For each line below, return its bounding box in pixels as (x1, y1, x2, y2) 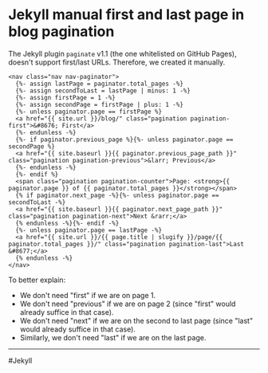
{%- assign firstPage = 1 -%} (15, 93, 116, 101)
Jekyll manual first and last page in (8, 6, 245, 24)
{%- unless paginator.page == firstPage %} (15, 108, 162, 116)
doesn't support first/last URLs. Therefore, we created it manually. (8, 57, 226, 67)
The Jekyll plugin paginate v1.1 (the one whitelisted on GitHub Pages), (8, 49, 237, 58)
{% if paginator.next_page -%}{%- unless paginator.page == (15, 191, 219, 199)
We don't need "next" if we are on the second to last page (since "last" (19, 316, 254, 325)
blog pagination (8, 22, 115, 41)
